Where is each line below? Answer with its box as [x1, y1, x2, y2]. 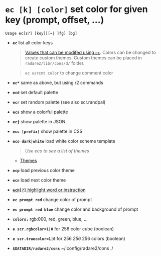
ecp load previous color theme [12, 167, 75, 173]
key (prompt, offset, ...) [5, 14, 104, 26]
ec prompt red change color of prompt [12, 196, 92, 202]
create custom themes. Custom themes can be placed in [25, 54, 142, 61]
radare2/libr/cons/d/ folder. [25, 60, 85, 66]
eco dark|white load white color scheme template [12, 138, 115, 144]
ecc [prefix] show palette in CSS [12, 128, 83, 134]
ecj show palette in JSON [12, 118, 66, 124]
